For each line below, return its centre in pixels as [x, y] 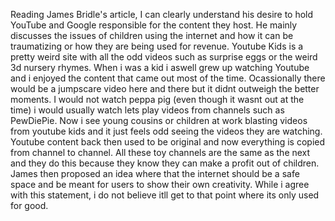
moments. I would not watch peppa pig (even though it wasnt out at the [157, 99]
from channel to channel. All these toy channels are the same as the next [160, 152]
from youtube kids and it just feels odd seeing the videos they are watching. [166, 131]
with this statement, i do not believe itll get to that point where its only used [165, 195]
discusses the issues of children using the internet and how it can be [152, 35]
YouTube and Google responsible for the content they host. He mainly [154, 25]
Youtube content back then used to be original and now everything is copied [168, 142]
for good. [29, 205]
